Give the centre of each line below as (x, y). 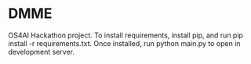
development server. (42, 52)
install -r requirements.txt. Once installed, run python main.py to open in (124, 43)
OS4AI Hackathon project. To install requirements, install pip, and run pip (125, 35)
